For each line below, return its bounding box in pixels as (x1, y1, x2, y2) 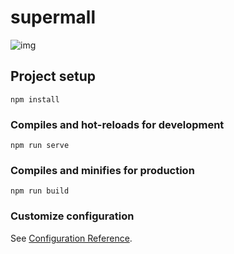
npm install (10, 94, 60, 105)
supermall (10, 6, 97, 29)
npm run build (10, 186, 70, 196)
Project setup (10, 68, 97, 85)
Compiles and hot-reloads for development (10, 117, 225, 131)
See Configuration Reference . (10, 232, 133, 244)
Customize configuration (10, 209, 135, 223)
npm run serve (10, 141, 70, 151)
